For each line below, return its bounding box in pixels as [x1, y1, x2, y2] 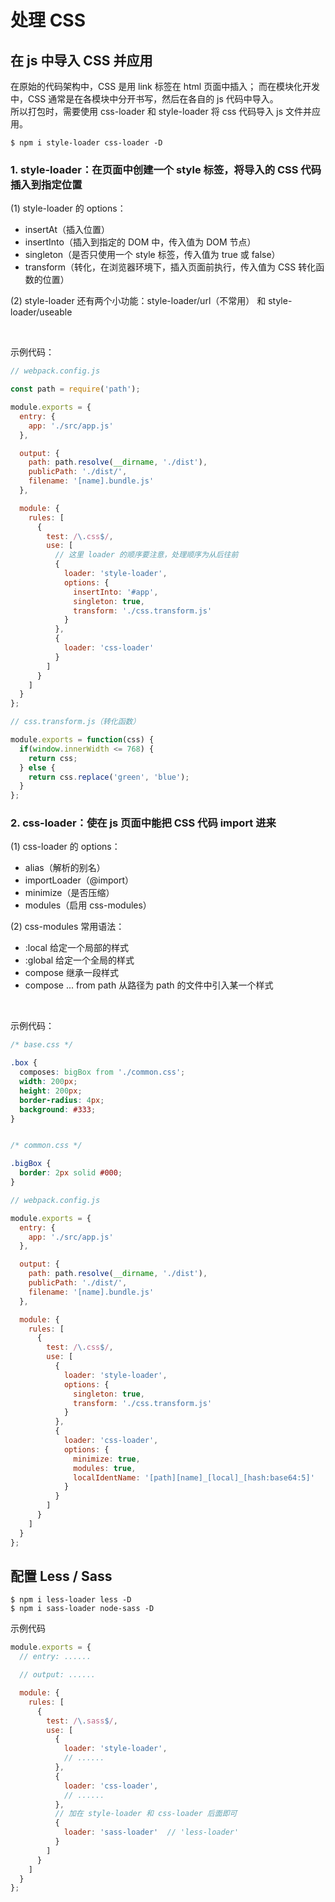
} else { [19, 762, 56, 773]
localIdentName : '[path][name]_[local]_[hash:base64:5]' [73, 1472, 315, 1483]
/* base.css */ [10, 1040, 74, 1050]
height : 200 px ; [19, 1086, 83, 1096]
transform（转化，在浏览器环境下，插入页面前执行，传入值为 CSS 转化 [24, 261, 317, 273]
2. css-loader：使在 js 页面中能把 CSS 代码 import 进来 [10, 816, 277, 830]
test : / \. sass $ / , [46, 1716, 118, 1726]
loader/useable [10, 306, 73, 318]
